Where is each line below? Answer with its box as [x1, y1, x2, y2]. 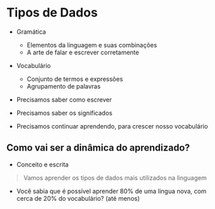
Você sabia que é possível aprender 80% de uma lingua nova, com [16, 187, 207, 195]
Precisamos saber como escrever [16, 95, 112, 104]
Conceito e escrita [16, 160, 69, 168]
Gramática [16, 27, 46, 36]
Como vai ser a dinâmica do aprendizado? [6, 142, 190, 154]
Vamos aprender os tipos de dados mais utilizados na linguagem [23, 173, 207, 181]
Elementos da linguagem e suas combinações [26, 41, 158, 49]
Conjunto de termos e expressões [26, 74, 123, 83]
